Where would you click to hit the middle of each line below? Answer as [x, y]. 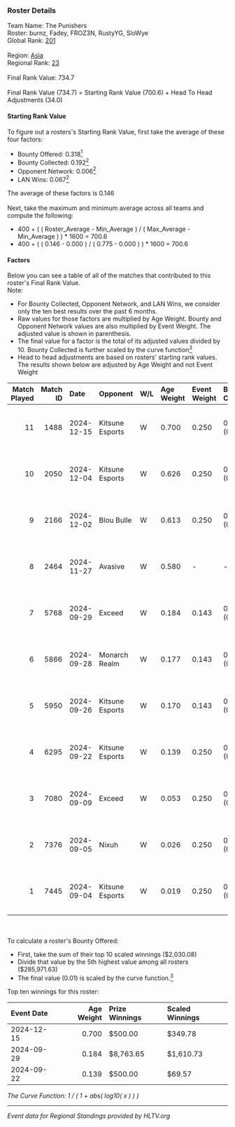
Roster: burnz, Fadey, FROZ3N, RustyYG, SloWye [78, 33]
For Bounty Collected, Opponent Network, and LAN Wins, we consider [119, 304]
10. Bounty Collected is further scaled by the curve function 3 [105, 349]
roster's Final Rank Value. [44, 283]
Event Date [29, 1013]
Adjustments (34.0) [35, 100]
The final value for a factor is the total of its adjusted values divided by [119, 341]
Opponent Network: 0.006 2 [57, 170]
